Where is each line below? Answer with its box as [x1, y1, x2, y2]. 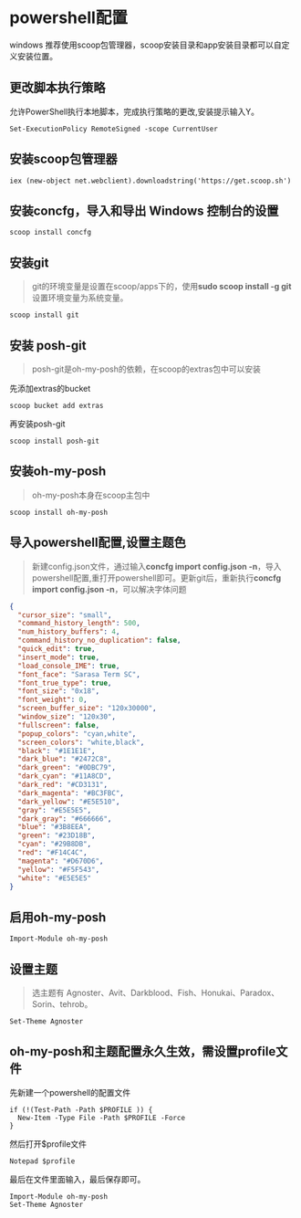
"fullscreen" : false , [17, 720, 100, 730]
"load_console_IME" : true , [17, 661, 120, 670]
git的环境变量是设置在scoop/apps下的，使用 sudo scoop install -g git [31, 281, 292, 292]
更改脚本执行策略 [9, 80, 106, 96]
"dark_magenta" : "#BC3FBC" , [17, 788, 125, 798]
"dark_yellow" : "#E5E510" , [17, 797, 120, 806]
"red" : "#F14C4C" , [17, 848, 88, 857]
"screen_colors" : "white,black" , [17, 738, 145, 747]
